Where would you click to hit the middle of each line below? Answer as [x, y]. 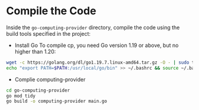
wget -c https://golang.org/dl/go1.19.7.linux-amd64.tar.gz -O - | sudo [98, 62]
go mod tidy [21, 96]
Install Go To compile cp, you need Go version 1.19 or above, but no [97, 45]
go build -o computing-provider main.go [57, 101]
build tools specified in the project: [48, 33]
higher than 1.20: [35, 51]
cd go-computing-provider [38, 90]
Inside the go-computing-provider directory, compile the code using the [93, 27]
